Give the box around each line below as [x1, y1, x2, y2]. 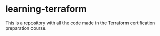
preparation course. [5, 25, 47, 31]
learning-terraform [5, 3, 87, 15]
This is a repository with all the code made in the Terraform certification [5, 20, 155, 26]
